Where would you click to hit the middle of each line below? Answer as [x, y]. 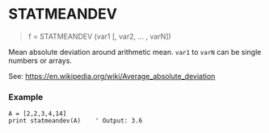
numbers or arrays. [40, 60]
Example [26, 97]
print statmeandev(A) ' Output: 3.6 [76, 121]
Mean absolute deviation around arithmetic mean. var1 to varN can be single [135, 52]
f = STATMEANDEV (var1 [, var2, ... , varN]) [99, 36]
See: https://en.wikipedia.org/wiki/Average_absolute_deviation [112, 76]
